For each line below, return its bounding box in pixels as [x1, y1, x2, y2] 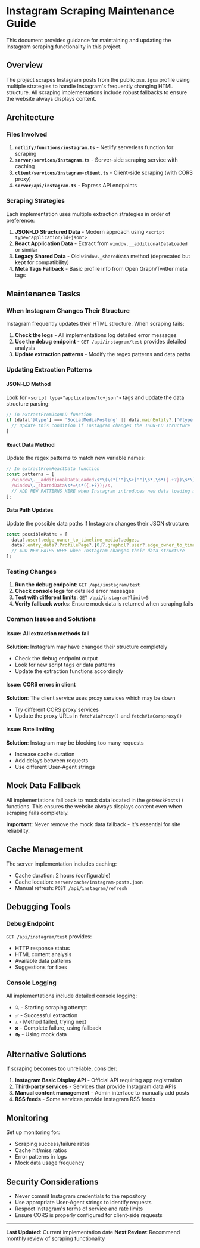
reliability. [6, 827, 30, 834]
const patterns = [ [6, 471, 55, 478]
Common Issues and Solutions [6, 615, 96, 623]
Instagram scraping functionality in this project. [6, 43, 122, 50]
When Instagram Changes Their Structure [6, 307, 130, 315]
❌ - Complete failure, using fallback [14, 1024, 102, 1031]
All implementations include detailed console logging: [6, 992, 137, 999]
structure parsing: [6, 400, 51, 407]
